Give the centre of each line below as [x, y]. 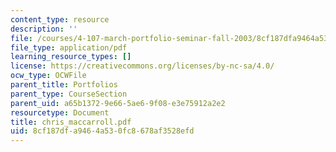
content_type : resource [60, 19]
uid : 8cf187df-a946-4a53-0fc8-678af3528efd [102, 131]
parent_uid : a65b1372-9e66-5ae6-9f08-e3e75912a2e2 [118, 103]
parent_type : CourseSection [69, 94]
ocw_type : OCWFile [48, 76]
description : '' [44, 29]
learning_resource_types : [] [71, 57]
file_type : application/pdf [69, 47]
